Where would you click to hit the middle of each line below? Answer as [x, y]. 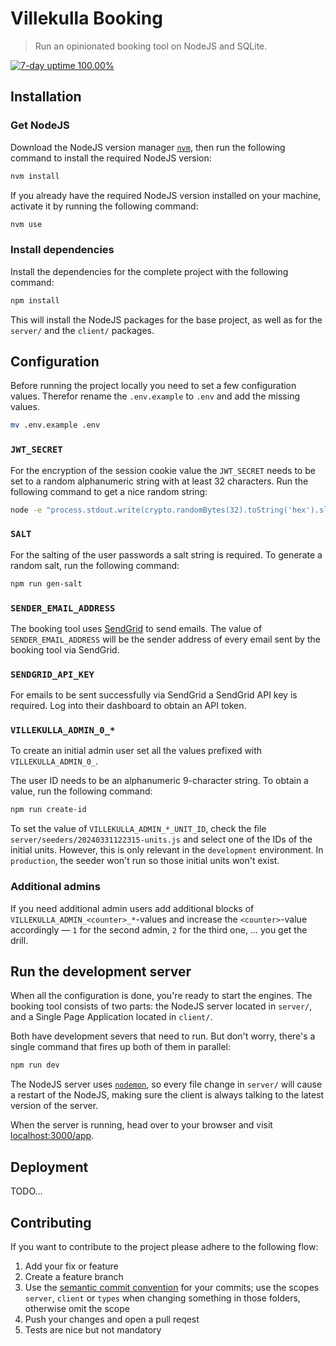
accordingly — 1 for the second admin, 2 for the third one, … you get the [159, 929]
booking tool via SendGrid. [65, 649]
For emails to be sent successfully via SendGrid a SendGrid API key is [154, 695]
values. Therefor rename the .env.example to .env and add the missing [155, 396]
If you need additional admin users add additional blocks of [132, 908]
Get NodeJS [40, 125]
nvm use [26, 224]
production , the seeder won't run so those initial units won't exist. [145, 861]
